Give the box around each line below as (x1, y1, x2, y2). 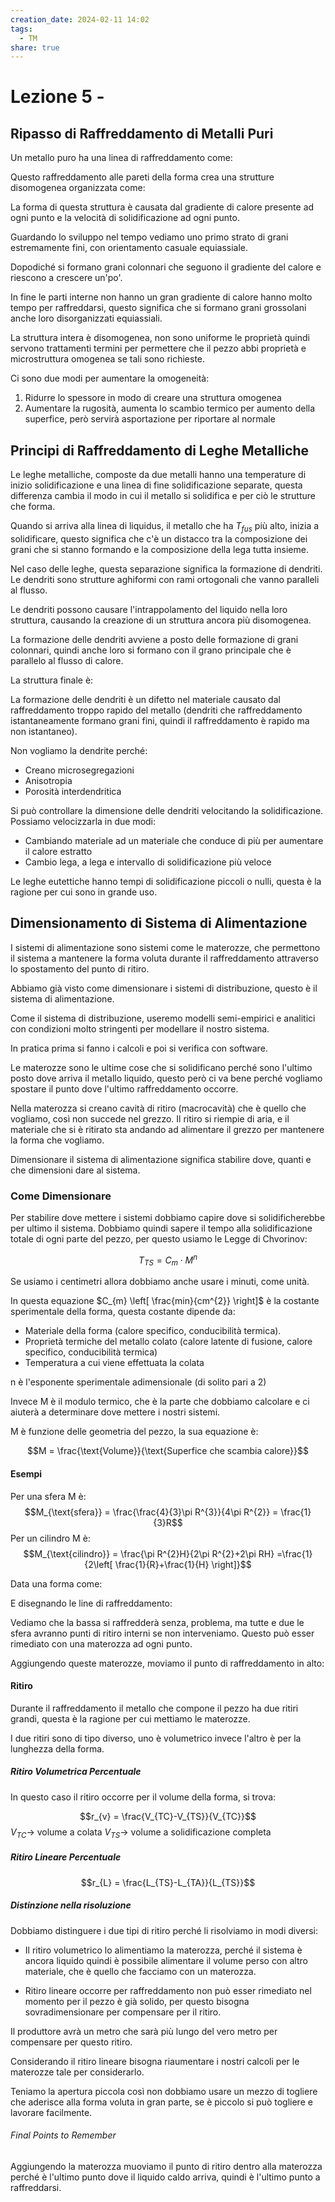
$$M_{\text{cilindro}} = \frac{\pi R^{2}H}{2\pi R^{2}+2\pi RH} (23, 1547, 275, 1560)
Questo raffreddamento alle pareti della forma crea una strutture (10, 171, 275, 183)
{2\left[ (84, 1558, 113, 1570)
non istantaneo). (10, 725, 78, 737)
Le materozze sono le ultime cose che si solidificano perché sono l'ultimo (10, 1061, 313, 1073)
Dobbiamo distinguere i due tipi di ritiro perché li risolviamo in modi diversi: (10, 1924, 319, 1936)
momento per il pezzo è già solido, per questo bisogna (24, 1995, 250, 2007)
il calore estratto (24, 845, 93, 857)
